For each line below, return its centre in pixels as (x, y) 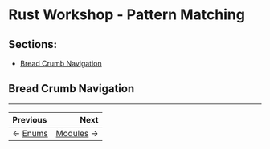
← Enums (30, 133)
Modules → (77, 133)
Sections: (33, 44)
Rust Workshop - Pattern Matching (127, 15)
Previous (30, 119)
